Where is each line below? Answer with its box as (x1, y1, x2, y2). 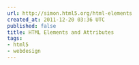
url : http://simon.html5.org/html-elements (7, 9, 133, 17)
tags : (7, 35, 22, 42)
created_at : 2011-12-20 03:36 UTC (7, 16, 106, 23)
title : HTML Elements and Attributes (7, 28, 114, 36)
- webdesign (7, 48, 41, 55)
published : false (7, 22, 57, 29)
